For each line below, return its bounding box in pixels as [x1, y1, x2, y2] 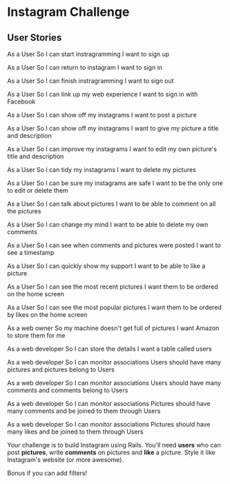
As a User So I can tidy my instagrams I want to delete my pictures [7, 166, 197, 173]
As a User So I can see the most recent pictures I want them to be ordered [7, 282, 219, 291]
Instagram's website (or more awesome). [7, 456, 124, 463]
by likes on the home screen [7, 311, 88, 318]
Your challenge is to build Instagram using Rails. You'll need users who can [7, 441, 221, 449]
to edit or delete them [7, 186, 69, 194]
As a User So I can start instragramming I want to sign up [7, 50, 170, 58]
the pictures [7, 207, 41, 215]
